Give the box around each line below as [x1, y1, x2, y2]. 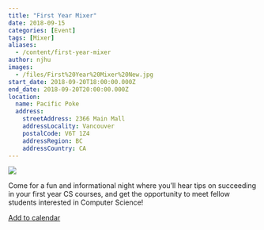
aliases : [8, 41, 37, 49]
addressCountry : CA [22, 144, 87, 152]
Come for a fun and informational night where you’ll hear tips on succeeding [8, 181, 257, 190]
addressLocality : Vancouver [22, 122, 115, 130]
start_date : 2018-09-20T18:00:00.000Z [8, 78, 136, 86]
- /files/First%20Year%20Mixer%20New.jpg [15, 71, 154, 79]
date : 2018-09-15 [8, 19, 66, 27]
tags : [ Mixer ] [8, 33, 55, 42]
